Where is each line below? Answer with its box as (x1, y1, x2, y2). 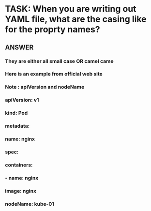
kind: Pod (5, 110, 28, 117)
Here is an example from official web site (5, 71, 103, 77)
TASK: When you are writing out (5, 3, 136, 15)
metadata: (5, 122, 30, 129)
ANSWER (5, 43, 34, 51)
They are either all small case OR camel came (5, 58, 114, 64)
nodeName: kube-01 (5, 200, 54, 207)
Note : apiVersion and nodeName (5, 84, 85, 90)
